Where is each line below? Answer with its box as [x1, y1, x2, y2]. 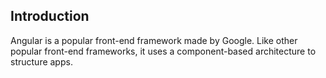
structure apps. [10, 55, 73, 68]
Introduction [10, 8, 90, 25]
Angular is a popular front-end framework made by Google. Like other [10, 34, 298, 46]
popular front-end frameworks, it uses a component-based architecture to [10, 45, 317, 57]
